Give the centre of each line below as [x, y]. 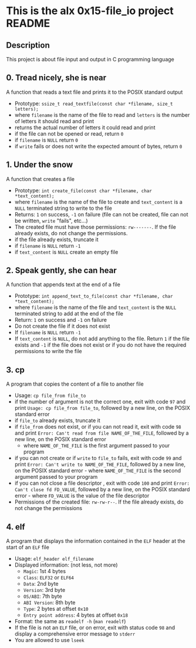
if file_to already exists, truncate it [58, 420]
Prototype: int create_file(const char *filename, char [83, 190]
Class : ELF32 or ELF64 [49, 578]
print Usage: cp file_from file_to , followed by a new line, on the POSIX [102, 408]
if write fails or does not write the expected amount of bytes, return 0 [98, 146]
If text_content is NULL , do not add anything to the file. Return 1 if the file [102, 339]
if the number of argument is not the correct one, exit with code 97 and [100, 402]
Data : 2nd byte [41, 584]
